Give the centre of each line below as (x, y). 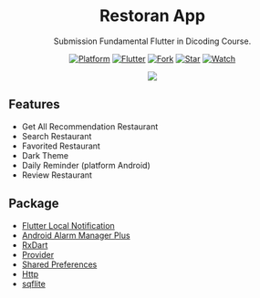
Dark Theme (45, 155)
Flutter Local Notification (68, 225)
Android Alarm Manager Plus (76, 235)
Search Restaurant (57, 136)
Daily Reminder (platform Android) (86, 165)
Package (34, 204)
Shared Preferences (59, 264)
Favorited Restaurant (61, 146)
